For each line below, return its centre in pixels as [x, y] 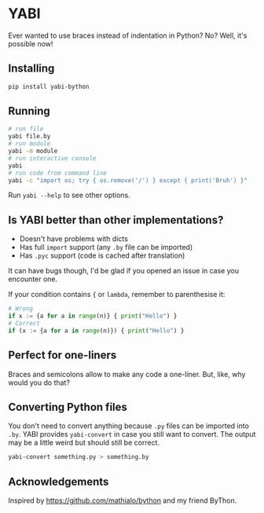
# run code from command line [58, 173]
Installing [31, 69]
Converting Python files [68, 407]
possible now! [31, 43]
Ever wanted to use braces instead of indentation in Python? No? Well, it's [128, 35]
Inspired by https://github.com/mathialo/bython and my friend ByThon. [123, 500]
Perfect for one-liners [62, 355]
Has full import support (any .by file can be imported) [106, 247]
